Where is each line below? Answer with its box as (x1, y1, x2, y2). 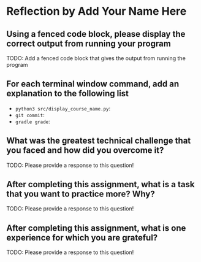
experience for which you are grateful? (6, 232, 158, 243)
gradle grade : (15, 118, 50, 125)
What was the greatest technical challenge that (6, 136, 191, 146)
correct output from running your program (6, 38, 172, 48)
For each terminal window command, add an (6, 79, 180, 90)
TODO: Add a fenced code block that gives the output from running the (6, 55, 186, 62)
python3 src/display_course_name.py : (15, 104, 111, 112)
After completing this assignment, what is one (6, 223, 186, 233)
